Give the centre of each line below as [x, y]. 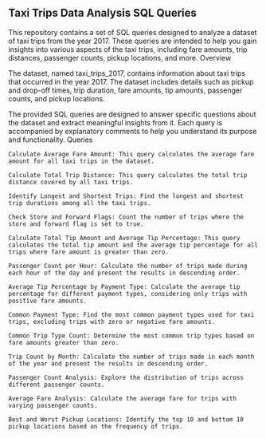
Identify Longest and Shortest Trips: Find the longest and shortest [126, 196]
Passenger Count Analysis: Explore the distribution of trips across [126, 377]
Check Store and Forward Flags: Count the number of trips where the [126, 217]
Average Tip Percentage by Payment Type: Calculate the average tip [124, 286]
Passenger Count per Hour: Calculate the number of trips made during [128, 266]
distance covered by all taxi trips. [71, 182]
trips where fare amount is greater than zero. [89, 252]
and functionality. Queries [51, 140]
